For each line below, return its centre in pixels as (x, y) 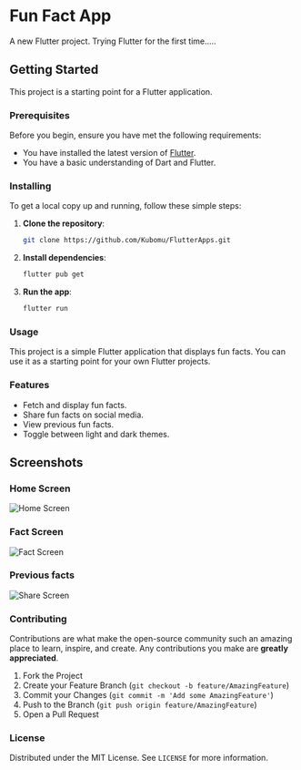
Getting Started (54, 70)
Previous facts (42, 575)
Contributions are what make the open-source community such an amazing (151, 639)
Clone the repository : (64, 223)
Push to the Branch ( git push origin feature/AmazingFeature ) (140, 705)
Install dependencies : (64, 258)
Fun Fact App (60, 16)
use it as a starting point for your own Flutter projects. (110, 362)
